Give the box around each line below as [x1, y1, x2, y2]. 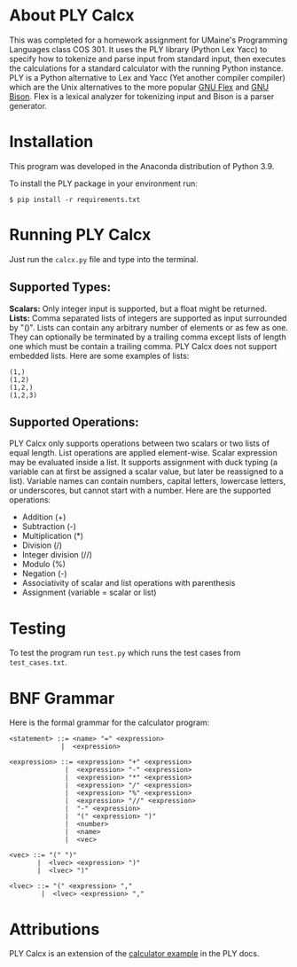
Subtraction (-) [21, 521, 77, 532]
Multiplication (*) [21, 531, 84, 542]
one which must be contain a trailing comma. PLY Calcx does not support [9, 340, 277, 351]
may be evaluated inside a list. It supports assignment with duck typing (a [9, 457, 277, 468]
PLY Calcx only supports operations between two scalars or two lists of [9, 438, 270, 448]
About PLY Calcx [9, 5, 135, 26]
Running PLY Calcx [9, 225, 152, 245]
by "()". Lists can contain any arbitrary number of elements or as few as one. [9, 322, 289, 332]
